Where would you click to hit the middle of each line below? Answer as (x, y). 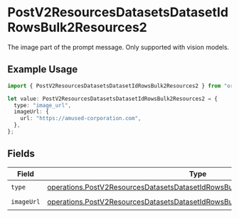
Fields (21, 154)
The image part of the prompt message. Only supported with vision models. (118, 47)
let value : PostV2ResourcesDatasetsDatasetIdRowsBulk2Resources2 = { (113, 99)
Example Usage (43, 69)
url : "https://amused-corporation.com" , (81, 119)
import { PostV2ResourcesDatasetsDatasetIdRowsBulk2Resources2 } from (114, 86)
